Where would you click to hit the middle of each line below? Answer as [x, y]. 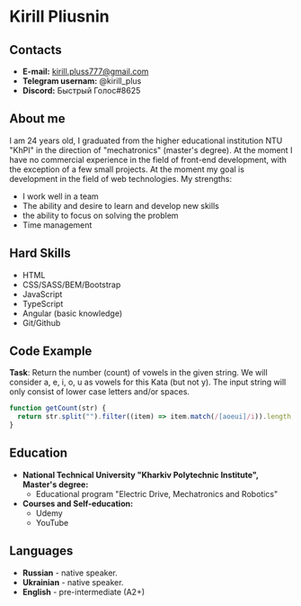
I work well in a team [60, 196]
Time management [57, 225]
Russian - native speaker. [70, 573]
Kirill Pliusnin [59, 17]
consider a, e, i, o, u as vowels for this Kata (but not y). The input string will [148, 382]
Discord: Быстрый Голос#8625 [81, 90]
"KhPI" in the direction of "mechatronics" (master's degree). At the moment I [151, 149]
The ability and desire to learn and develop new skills [121, 205]
